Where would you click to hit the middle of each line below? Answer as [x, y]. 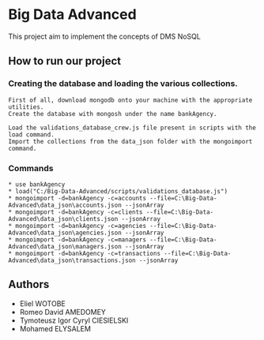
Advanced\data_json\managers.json [65, 246]
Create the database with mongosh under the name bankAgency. [113, 114]
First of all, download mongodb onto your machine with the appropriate [130, 100]
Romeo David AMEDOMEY [63, 312]
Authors [29, 284]
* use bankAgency [37, 184]
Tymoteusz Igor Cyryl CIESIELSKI [74, 320]
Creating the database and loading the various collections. [123, 84]
